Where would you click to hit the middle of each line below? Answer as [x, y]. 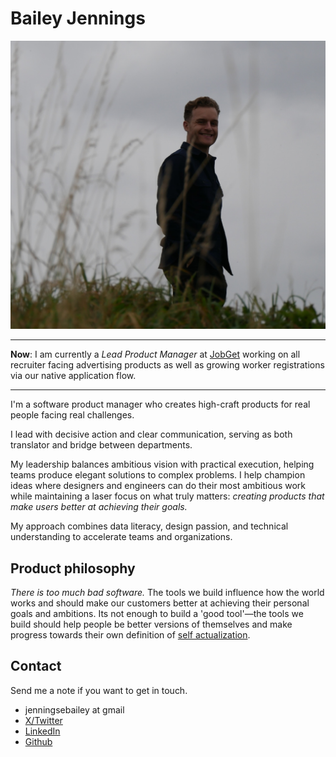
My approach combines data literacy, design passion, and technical [149, 526]
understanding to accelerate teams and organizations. [121, 537]
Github [38, 741]
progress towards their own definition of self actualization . [130, 634]
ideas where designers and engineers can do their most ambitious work [158, 486]
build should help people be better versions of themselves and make [151, 624]
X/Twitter [43, 720]
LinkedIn [42, 731]
